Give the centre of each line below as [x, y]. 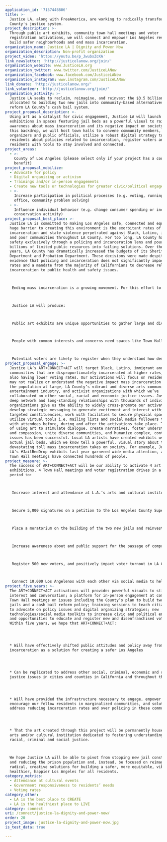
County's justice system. [37, 24]
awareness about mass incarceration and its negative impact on [78, 126]
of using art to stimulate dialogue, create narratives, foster [78, 428]
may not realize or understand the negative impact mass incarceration [85, 382]
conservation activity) [39, 214]
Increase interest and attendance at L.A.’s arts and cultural [79, 493]
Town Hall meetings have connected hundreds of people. [69, 456]
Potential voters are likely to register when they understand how [83, 359]
